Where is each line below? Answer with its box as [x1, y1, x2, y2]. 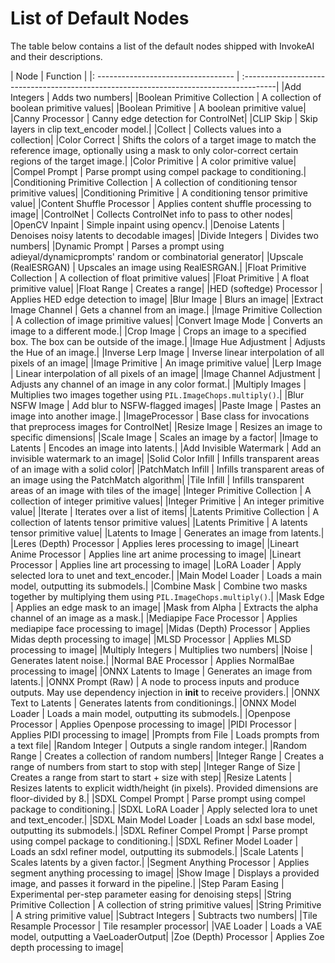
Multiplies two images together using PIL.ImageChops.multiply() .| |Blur [10, 388, 305, 401]
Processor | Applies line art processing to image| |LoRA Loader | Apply [10, 558, 302, 571]
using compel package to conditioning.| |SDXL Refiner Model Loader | [10, 835, 299, 847]
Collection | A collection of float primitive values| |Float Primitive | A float [10, 272, 310, 284]
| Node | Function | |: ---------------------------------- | [10, 70, 240, 82]
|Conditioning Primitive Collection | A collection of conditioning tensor [10, 176, 298, 188]
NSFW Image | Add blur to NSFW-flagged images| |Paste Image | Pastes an [10, 399, 322, 411]
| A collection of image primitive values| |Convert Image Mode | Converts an [10, 314, 323, 326]
